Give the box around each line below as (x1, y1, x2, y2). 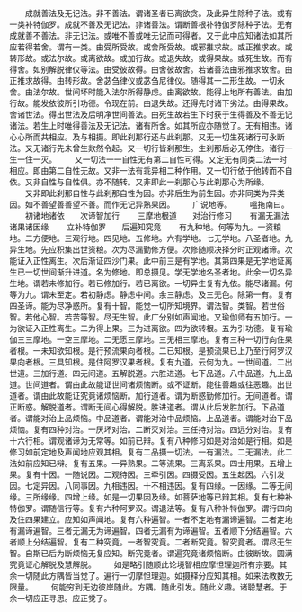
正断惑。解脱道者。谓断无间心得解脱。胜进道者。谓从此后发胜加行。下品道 (9, 401, 285, 412)
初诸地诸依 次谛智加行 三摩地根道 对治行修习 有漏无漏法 (24, 211, 289, 220)
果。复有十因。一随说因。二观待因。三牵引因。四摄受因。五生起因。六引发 (9, 469, 285, 480)
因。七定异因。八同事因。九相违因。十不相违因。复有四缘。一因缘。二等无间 (9, 481, 293, 490)
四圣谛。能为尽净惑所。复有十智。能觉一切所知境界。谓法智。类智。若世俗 (9, 301, 285, 310)
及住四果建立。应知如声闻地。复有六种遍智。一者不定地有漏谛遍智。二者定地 (9, 514, 293, 525)
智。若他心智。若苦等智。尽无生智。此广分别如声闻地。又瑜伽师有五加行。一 (9, 311, 293, 322)
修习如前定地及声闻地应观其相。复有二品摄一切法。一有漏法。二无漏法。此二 (9, 446, 293, 457)
